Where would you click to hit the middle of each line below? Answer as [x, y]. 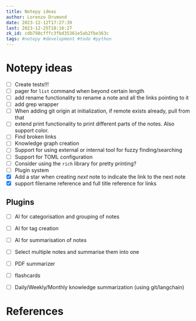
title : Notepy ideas [31, 11]
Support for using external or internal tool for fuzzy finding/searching [98, 150]
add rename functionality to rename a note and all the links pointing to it [102, 98]
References [35, 311]
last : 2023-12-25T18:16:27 [39, 28]
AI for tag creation [36, 228]
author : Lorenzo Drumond [36, 17]
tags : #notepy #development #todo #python [59, 39]
